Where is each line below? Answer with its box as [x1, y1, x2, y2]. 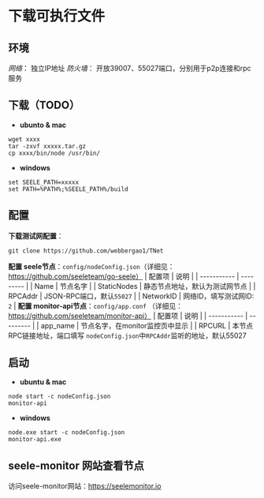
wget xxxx [8, 135, 41, 143]
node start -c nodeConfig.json [8, 392, 111, 401]
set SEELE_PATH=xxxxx [8, 178, 80, 186]
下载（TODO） [8, 99, 80, 112]
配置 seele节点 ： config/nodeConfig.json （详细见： [8, 261, 175, 271]
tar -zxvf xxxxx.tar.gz [8, 142, 87, 150]
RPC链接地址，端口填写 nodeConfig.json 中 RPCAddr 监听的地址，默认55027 [8, 331, 247, 340]
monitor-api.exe [8, 436, 61, 444]
